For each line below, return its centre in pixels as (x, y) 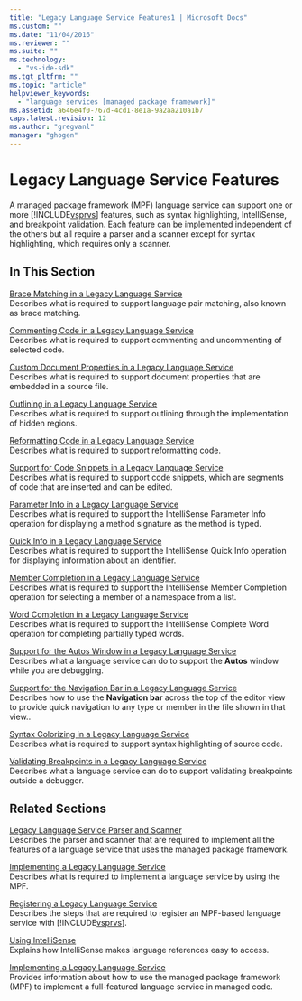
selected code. (37, 350)
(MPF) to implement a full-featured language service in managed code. (141, 987)
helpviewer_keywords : (50, 93)
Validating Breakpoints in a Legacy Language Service (108, 761)
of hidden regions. (43, 423)
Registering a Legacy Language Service (83, 903)
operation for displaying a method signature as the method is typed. (135, 523)
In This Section (52, 272)
